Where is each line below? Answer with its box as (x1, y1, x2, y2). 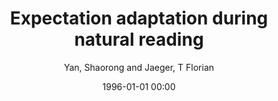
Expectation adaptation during (9, 7, 269, 30)
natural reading (74, 28, 204, 51)
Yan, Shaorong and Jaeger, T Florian (63, 61, 215, 73)
